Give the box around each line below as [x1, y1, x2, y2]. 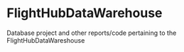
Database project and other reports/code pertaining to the [6, 28, 177, 37]
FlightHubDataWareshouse [6, 36, 85, 44]
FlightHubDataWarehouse [6, 5, 163, 21]
